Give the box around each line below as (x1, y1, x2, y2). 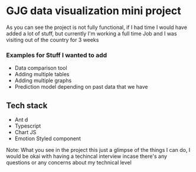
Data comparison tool (14, 64, 67, 72)
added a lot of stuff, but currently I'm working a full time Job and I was (6, 30, 177, 37)
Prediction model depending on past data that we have (14, 83, 148, 90)
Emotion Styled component (14, 135, 81, 142)
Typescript (14, 122, 41, 129)
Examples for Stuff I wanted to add (6, 51, 107, 59)
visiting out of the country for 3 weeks (6, 36, 99, 43)
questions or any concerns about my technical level (6, 159, 132, 166)
